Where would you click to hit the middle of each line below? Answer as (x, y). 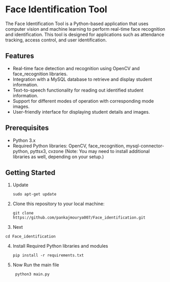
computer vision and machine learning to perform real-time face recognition (85, 29)
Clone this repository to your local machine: (58, 204)
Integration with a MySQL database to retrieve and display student (82, 79)
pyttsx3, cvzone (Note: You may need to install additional (90, 151)
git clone (23, 213)
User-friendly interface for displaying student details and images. (81, 112)
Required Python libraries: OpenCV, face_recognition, (69, 146)
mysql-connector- (145, 146)
